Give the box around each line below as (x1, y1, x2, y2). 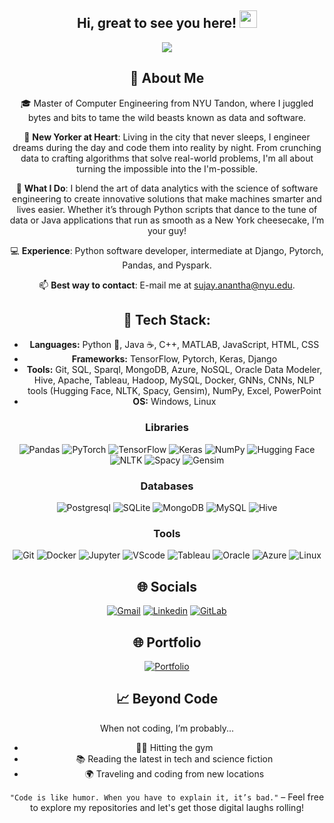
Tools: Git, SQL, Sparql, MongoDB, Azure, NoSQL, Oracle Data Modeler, (26, 364, 323, 376)
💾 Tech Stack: (123, 312, 211, 329)
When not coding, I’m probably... (99, 722, 235, 734)
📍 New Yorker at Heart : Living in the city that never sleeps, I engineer (23, 131, 311, 143)
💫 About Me (129, 70, 205, 87)
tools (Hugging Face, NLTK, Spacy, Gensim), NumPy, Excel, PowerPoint (27, 385, 322, 397)
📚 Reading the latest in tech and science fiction (75, 752, 274, 765)
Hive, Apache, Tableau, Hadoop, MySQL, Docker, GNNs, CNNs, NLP (33, 374, 315, 386)
